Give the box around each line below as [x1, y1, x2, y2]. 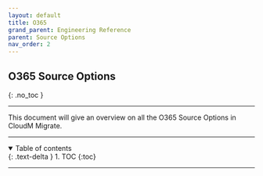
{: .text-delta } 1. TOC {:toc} [8, 152, 96, 161]
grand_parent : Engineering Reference [8, 26, 131, 34]
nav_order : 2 [8, 41, 51, 48]
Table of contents [15, 143, 72, 153]
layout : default [8, 11, 61, 20]
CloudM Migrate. [8, 120, 63, 130]
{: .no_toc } [8, 90, 44, 99]
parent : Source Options [8, 33, 86, 41]
